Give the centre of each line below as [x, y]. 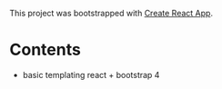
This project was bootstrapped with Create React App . [111, 13]
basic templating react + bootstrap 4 [91, 74]
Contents [45, 50]
